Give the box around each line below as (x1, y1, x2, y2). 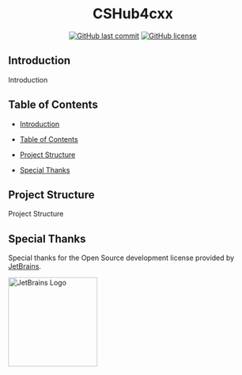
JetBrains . (8, 262, 42, 271)
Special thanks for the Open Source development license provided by (8, 253, 235, 262)
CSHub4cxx (92, 5, 174, 23)
